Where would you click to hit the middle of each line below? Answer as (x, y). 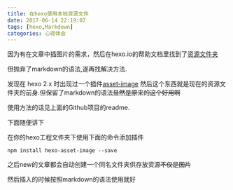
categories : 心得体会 (37, 33)
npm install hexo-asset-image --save (62, 151)
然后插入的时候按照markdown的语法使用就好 (72, 179)
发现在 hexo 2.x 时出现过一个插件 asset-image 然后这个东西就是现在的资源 (114, 84)
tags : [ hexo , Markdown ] (40, 27)
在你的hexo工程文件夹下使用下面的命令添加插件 (76, 137)
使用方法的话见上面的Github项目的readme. (69, 108)
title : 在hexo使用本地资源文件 (48, 14)
